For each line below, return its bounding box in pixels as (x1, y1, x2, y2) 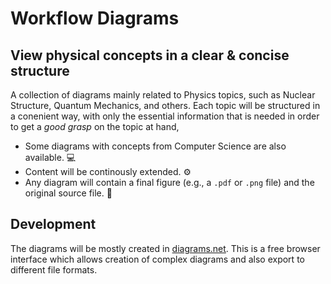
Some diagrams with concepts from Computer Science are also (24, 140, 287, 152)
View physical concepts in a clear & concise (10, 47, 290, 64)
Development (10, 216, 97, 233)
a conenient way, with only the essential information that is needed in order (10, 110, 320, 122)
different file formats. (10, 263, 98, 276)
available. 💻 (24, 152, 77, 163)
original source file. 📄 (24, 187, 113, 199)
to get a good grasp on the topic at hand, (10, 121, 180, 132)
